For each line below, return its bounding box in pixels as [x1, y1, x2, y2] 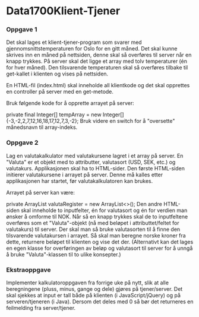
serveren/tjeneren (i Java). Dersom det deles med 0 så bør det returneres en [6, 298, 194, 305]
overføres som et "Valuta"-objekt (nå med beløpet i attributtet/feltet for [6, 219, 179, 226]
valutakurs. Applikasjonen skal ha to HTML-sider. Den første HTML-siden [6, 164, 185, 172]
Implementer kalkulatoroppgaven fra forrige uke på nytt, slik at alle [6, 279, 169, 286]
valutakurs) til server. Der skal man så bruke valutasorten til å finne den [6, 226, 181, 233]
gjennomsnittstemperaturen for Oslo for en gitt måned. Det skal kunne [6, 45, 178, 52]
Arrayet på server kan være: [6, 189, 75, 196]
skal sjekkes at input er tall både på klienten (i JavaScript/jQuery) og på [6, 292, 181, 299]
